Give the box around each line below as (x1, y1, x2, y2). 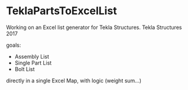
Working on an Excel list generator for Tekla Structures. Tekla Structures (6, 24, 182, 31)
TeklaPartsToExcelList (6, 4, 117, 18)
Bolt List (14, 65, 35, 72)
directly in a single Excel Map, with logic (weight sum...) (6, 77, 142, 84)
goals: (6, 41, 21, 49)
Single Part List (14, 59, 52, 66)
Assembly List (14, 53, 49, 60)
